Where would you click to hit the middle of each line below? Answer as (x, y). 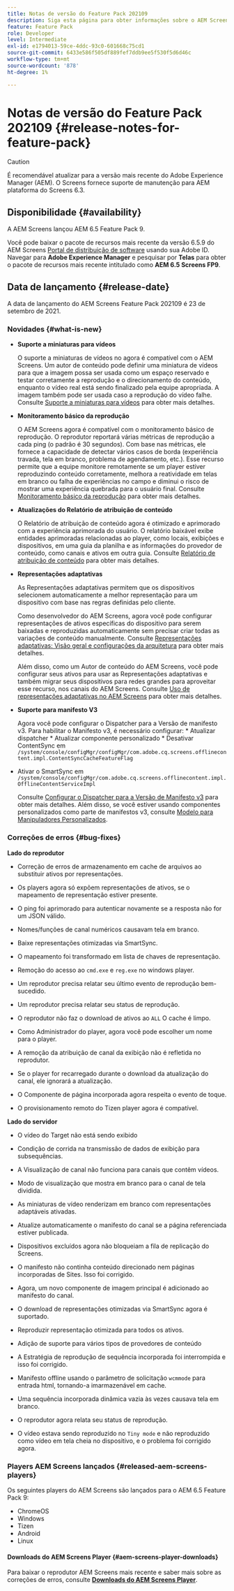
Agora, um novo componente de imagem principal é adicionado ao (113, 1288)
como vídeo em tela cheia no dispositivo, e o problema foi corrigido (114, 1441)
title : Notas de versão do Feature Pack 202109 (78, 14)
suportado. (33, 1316)
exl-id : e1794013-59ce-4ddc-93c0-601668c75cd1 (76, 46)
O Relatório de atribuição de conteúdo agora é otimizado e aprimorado (119, 523)
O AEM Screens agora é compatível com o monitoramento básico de (116, 430)
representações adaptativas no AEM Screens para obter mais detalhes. (119, 697)
